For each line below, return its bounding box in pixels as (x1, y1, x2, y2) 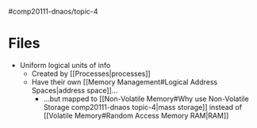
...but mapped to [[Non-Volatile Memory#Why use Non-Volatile (43, 94, 249, 104)
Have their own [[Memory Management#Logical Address (31, 77, 218, 86)
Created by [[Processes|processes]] (31, 69, 151, 78)
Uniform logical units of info (19, 60, 111, 70)
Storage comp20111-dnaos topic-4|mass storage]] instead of (43, 102, 243, 111)
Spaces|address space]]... (31, 85, 118, 95)
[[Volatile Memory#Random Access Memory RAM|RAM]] (43, 111, 229, 120)
